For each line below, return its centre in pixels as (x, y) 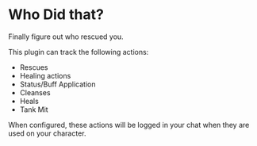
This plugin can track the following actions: (79, 52)
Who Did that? (56, 15)
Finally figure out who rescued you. (66, 36)
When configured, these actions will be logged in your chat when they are (129, 125)
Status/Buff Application (58, 84)
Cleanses (35, 92)
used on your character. (47, 133)
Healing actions (45, 75)
